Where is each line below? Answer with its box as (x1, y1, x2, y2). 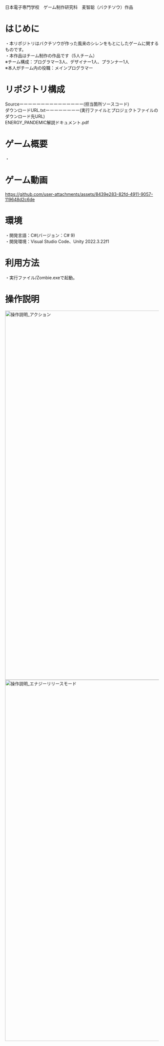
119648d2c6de (5, 196, 35, 202)
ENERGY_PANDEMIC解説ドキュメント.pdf (5, 119, 89, 125)
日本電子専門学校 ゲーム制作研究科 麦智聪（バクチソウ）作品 (5, 4, 133, 10)
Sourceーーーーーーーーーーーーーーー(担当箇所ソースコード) (5, 101, 129, 107)
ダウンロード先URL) (5, 113, 45, 119)
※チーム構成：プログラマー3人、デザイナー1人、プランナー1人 (5, 58, 129, 65)
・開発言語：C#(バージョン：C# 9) (5, 232, 75, 238)
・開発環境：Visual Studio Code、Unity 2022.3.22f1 (5, 238, 109, 244)
